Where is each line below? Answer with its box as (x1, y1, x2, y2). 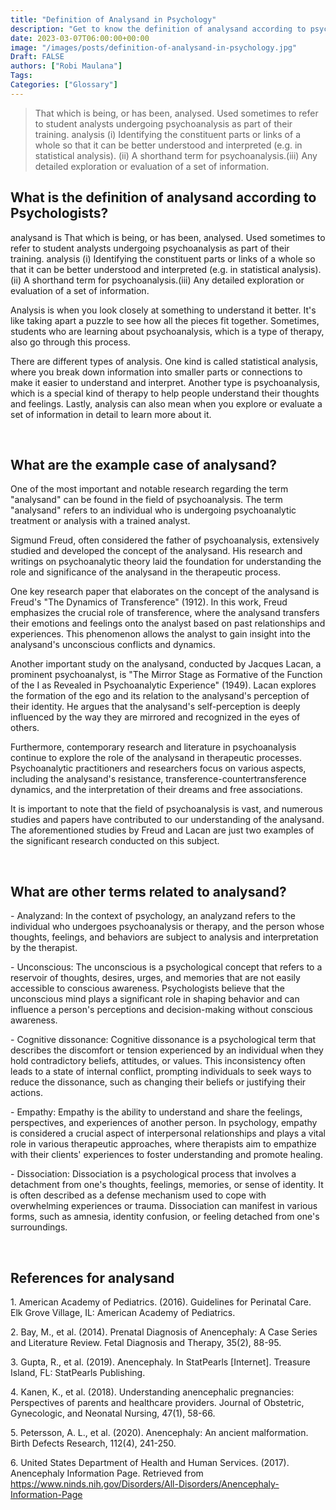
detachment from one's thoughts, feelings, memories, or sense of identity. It (10, 1179, 324, 1191)
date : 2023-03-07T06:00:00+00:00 (10, 33, 150, 43)
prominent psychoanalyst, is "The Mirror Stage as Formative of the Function (10, 669, 323, 681)
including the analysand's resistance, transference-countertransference (10, 773, 307, 785)
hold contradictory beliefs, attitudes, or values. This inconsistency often (10, 1055, 306, 1067)
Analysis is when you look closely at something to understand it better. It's (10, 304, 317, 316)
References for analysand (10, 1269, 175, 1286)
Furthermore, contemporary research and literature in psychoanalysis (10, 741, 297, 753)
